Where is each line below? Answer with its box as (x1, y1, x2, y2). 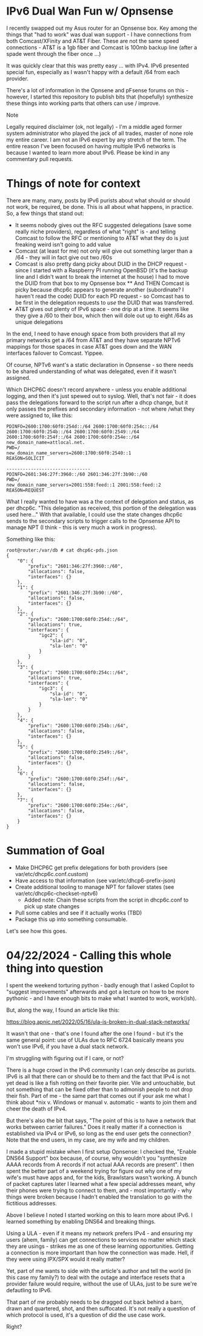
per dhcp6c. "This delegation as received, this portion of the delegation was (6, 504, 197, 512)
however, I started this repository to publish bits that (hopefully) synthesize (6, 93, 193, 100)
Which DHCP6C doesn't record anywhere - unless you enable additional (6, 386, 187, 393)
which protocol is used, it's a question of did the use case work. (6, 1311, 166, 1318)
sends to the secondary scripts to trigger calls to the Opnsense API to (6, 517, 181, 524)
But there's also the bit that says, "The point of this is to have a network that (6, 1117, 196, 1124)
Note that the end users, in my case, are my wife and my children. (6, 1136, 171, 1143)
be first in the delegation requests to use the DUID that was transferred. (15, 299, 194, 306)
